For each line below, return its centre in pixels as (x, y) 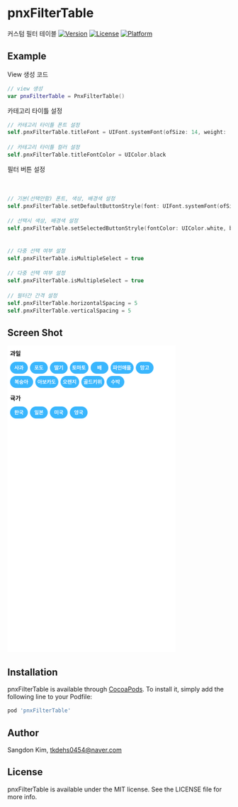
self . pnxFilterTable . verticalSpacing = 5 (69, 311)
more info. (22, 796)
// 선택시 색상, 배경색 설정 (43, 221)
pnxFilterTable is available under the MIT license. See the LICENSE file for (114, 789)
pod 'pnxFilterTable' (39, 711)
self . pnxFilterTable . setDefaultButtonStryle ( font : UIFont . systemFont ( (114, 206)
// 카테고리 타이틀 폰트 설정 (44, 125)
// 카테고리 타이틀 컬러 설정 (44, 148)
